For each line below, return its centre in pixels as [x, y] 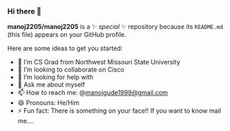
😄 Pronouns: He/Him [48, 103]
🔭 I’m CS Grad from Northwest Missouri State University [99, 62]
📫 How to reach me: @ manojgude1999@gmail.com [92, 93]
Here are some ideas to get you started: [65, 48]
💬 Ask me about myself [51, 85]
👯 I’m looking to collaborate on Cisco [71, 69]
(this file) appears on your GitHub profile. [67, 35]
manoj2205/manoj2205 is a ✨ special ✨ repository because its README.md [115, 27]
